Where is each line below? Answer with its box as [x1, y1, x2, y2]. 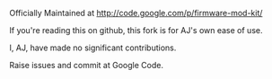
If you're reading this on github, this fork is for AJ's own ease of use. [9, 25, 263, 35]
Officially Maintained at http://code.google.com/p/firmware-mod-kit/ [9, 8, 263, 18]
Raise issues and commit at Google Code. [9, 60, 164, 70]
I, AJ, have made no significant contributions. [9, 42, 177, 53]
